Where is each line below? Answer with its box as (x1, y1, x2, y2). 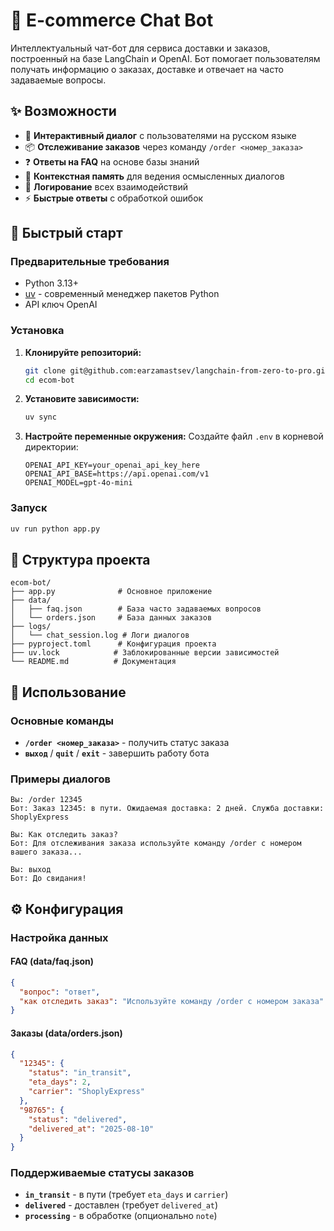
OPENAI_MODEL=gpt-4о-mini (24, 478, 133, 488)
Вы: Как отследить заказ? (10, 830, 118, 840)
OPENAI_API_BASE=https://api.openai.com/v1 (24, 469, 210, 479)
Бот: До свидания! (10, 874, 87, 884)
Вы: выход (10, 865, 52, 875)
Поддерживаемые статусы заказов (10, 1166, 195, 1180)
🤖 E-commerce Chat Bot (10, 9, 214, 32)
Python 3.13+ (24, 277, 80, 289)
